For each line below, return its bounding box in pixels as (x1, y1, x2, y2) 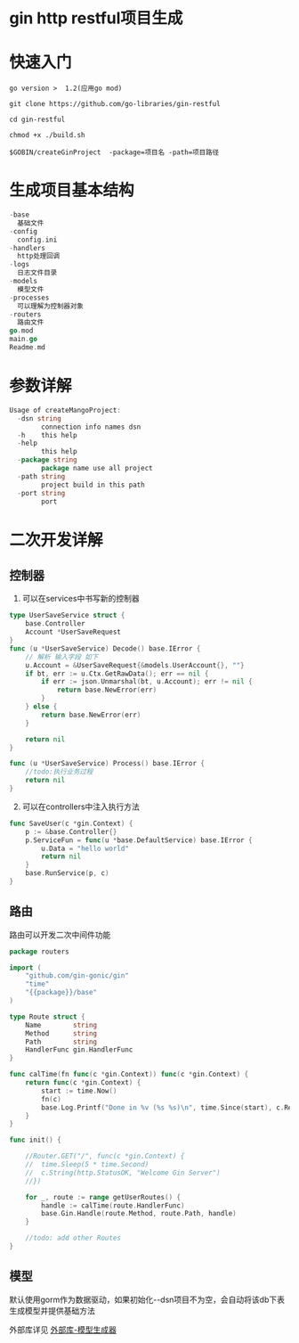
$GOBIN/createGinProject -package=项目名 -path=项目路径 (9, 148, 220, 157)
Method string (25, 1028, 98, 1038)
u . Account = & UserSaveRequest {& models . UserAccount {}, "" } (25, 660, 245, 669)
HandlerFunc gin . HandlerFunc (25, 1045, 133, 1054)
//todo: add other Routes (25, 1233, 122, 1243)
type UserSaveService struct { (9, 611, 125, 620)
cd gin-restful (9, 115, 66, 125)
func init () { (9, 1135, 62, 1145)
